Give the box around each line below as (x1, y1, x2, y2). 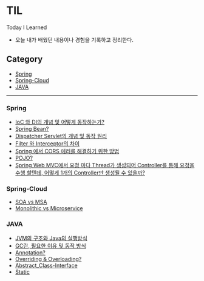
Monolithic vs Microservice (15, 205, 83, 212)
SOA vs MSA (15, 198, 47, 206)
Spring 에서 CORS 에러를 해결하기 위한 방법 (15, 148, 120, 155)
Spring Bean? (15, 125, 49, 133)
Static (15, 268, 30, 276)
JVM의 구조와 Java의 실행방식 (15, 234, 88, 242)
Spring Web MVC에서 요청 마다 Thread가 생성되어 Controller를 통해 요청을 (15, 162, 195, 169)
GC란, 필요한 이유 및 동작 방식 (15, 242, 86, 249)
